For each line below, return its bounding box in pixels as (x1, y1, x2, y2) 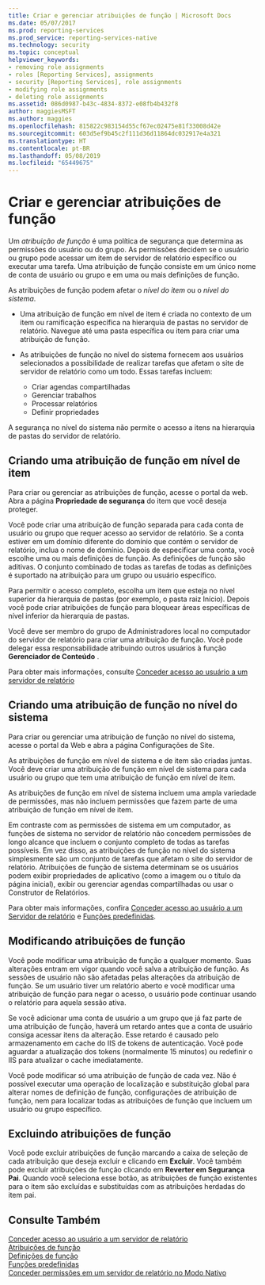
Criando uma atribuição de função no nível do (8, 699, 238, 712)
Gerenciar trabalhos (31, 390, 97, 401)
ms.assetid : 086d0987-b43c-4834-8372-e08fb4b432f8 (8, 100, 179, 108)
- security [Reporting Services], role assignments (8, 78, 182, 86)
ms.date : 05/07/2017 (8, 19, 77, 27)
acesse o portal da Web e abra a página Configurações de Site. (8, 740, 215, 750)
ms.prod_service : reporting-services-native (8, 33, 157, 42)
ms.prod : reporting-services (8, 26, 104, 34)
